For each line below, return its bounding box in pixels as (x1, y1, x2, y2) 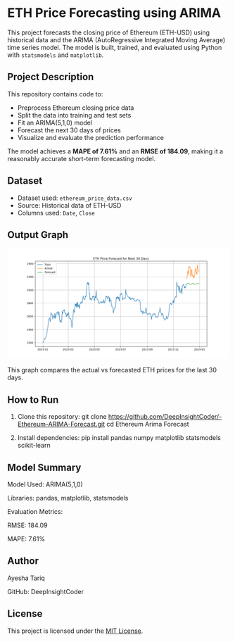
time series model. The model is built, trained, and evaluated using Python (7, 43, 222, 51)
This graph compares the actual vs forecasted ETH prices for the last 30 (7, 366, 217, 374)
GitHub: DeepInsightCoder (7, 587, 84, 596)
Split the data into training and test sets (17, 111, 132, 119)
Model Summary (7, 461, 82, 473)
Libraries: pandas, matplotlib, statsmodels (7, 494, 129, 502)
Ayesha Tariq (7, 574, 46, 582)
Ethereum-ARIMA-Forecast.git (17, 420, 106, 429)
